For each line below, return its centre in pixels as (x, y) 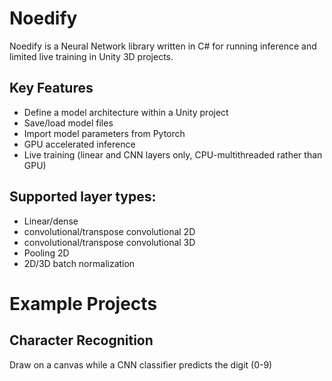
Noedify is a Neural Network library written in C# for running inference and (163, 46)
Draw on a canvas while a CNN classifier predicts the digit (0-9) (141, 364)
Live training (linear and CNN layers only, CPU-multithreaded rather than (173, 154)
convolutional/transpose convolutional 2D (109, 231)
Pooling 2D (46, 253)
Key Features (51, 88)
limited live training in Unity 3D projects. (91, 56)
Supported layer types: (83, 197)
